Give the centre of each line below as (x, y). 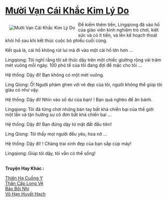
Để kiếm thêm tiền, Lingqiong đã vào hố (119, 24)
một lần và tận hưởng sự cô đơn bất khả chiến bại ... (58, 114)
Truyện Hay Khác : (25, 168)
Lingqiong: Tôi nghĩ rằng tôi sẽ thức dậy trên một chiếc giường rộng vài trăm (83, 59)
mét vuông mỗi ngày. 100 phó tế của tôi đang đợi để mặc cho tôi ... (74, 65)
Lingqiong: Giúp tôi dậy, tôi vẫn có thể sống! (50, 153)
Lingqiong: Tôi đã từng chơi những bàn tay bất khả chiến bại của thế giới (79, 109)
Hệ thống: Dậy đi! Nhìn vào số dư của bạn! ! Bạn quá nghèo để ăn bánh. (79, 99)
